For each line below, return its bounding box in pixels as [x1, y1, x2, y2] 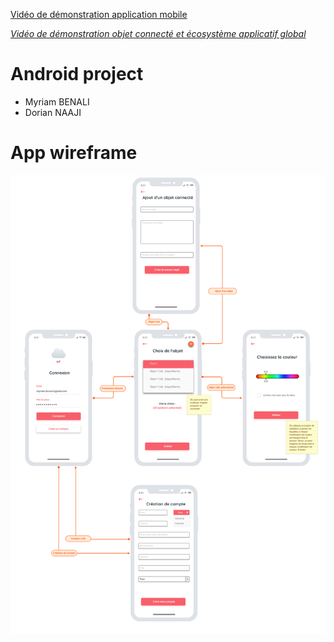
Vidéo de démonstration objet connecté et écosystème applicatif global [10, 28, 307, 39]
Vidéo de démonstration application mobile [10, 9, 188, 20]
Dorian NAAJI [24, 106, 82, 118]
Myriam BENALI [24, 95, 90, 108]
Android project [10, 63, 144, 86]
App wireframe [10, 142, 138, 164]
